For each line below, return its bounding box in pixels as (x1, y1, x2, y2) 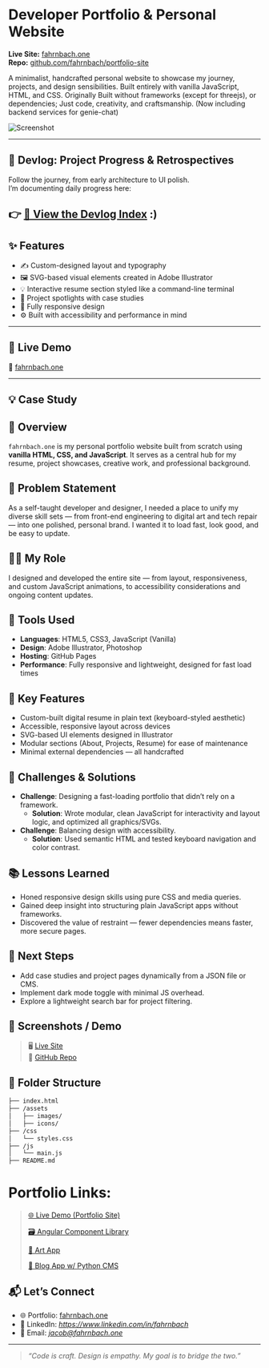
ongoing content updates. (8, 590, 94, 599)
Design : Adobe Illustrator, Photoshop (19, 643, 143, 652)
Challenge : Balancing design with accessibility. (19, 825, 176, 835)
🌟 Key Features (8, 692, 86, 705)
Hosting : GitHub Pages (19, 652, 97, 661)
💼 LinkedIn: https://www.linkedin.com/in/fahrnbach (19, 1319, 189, 1329)
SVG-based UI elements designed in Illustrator (19, 730, 174, 740)
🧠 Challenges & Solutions (8, 770, 136, 784)
